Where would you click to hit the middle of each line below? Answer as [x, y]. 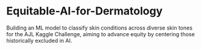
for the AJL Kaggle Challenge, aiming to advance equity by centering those [100, 34]
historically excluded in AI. [39, 40]
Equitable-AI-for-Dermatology [85, 11]
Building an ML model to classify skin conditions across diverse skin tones [100, 28]
